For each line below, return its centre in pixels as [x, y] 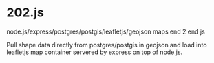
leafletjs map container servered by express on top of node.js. [95, 52]
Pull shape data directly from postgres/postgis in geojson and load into [107, 45]
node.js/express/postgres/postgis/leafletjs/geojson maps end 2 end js [106, 32]
